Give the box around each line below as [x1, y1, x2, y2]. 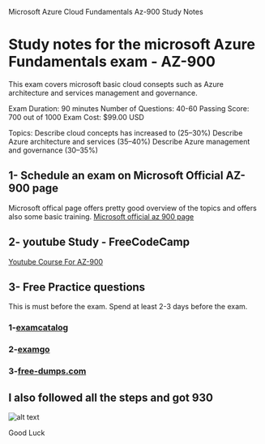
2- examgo [8, 344, 50, 356]
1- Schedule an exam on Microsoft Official [8, 169, 224, 183]
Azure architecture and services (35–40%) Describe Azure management [8, 136, 250, 146]
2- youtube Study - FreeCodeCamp [8, 235, 190, 249]
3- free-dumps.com [8, 365, 87, 377]
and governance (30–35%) [8, 145, 99, 155]
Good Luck [8, 428, 45, 438]
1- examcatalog [8, 322, 69, 334]
